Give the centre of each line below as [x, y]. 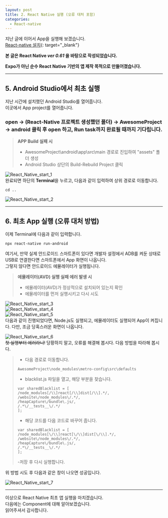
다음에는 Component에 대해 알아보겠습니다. [48, 504]
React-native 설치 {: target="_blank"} [42, 45]
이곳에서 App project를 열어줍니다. [39, 108]
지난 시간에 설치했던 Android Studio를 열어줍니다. [54, 101]
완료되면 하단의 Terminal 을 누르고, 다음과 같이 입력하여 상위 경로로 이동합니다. [82, 181]
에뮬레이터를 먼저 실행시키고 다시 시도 [62, 294]
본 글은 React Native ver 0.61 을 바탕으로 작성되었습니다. [61, 56]
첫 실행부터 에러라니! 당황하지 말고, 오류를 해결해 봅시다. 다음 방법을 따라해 [78, 343]
